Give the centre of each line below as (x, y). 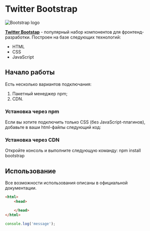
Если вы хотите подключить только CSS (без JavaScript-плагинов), (75, 122)
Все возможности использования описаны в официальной (66, 183)
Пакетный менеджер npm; (40, 93)
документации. (21, 188)
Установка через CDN (32, 140)
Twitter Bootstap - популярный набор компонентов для (63, 32)
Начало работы (30, 73)
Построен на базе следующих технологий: (76, 37)
